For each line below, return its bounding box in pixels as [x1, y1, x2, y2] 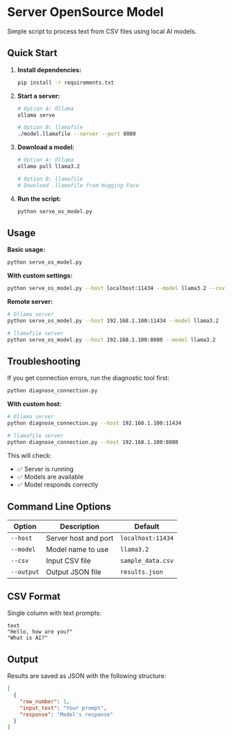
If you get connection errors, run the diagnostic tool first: [7, 374, 170, 382]
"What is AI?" [7, 634, 49, 642]
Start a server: [17, 92, 60, 100]
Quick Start [7, 47, 58, 59]
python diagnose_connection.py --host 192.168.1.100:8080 [7, 439, 179, 446]
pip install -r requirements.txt [17, 79, 115, 86]
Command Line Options [7, 501, 111, 513]
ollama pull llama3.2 [17, 163, 80, 170]
